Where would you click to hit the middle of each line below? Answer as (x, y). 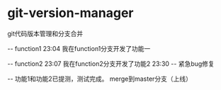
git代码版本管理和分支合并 (45, 33)
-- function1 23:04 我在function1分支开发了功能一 (79, 48)
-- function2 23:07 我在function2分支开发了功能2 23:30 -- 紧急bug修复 (111, 63)
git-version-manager (70, 13)
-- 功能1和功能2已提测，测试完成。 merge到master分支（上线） (100, 79)
